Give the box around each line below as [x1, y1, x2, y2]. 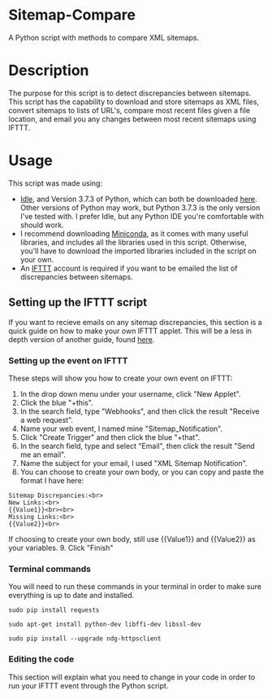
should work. [19, 220, 64, 230]
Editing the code [8, 653, 75, 665]
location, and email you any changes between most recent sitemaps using [8, 114, 257, 124]
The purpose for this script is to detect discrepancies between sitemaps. [8, 88, 252, 98]
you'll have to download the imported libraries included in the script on [19, 246, 257, 256]
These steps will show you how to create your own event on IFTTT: [8, 373, 233, 383]
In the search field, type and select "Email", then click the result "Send [19, 441, 256, 451]
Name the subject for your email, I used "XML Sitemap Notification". [19, 458, 248, 468]
